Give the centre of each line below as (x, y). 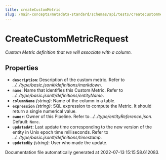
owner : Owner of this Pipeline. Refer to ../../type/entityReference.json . (82, 117)
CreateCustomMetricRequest (67, 39)
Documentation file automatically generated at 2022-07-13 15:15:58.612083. (82, 152)
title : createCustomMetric (33, 10)
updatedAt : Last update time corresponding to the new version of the (82, 127)
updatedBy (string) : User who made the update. (60, 143)
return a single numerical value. (44, 111)
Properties (22, 68)
